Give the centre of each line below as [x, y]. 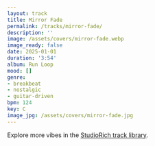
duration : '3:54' [32, 58]
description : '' [30, 33]
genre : [16, 77]
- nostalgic [24, 90]
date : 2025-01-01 [32, 52]
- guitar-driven [30, 97]
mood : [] [20, 71]
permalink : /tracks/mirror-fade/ [55, 26]
